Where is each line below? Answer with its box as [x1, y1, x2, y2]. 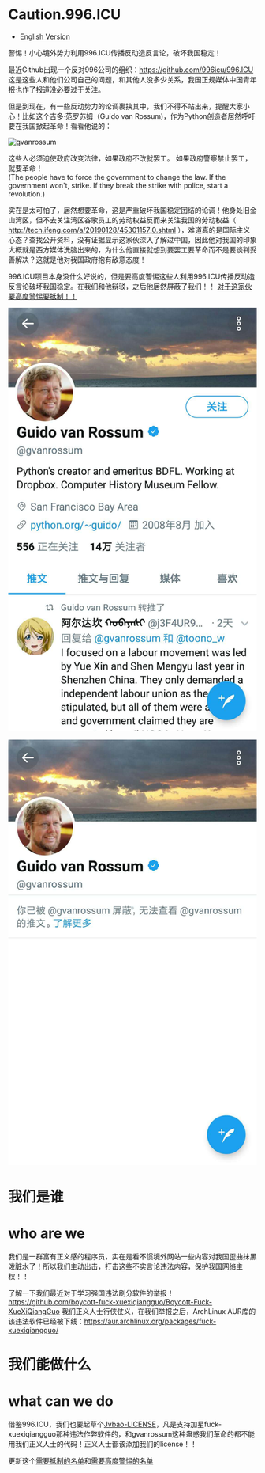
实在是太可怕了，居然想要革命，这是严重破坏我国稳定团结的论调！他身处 [8, 205, 243, 214]
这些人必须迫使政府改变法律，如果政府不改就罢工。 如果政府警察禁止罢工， [8, 153, 252, 163]
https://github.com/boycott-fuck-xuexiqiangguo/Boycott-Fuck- [8, 1297, 213, 1307]
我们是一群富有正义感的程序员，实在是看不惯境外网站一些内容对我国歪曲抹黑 [8, 1252, 257, 1262]
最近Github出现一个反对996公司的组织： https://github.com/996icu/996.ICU [8, 65, 254, 74]
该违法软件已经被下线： [8, 1316, 84, 1327]
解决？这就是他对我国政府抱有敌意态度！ [14, 255, 147, 264]
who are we [8, 1224, 85, 1243]
